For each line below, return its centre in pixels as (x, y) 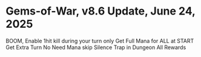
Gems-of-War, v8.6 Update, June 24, (100, 11)
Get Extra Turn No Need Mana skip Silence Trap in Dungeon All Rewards (96, 47)
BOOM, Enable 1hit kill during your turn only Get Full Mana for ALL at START (100, 41)
